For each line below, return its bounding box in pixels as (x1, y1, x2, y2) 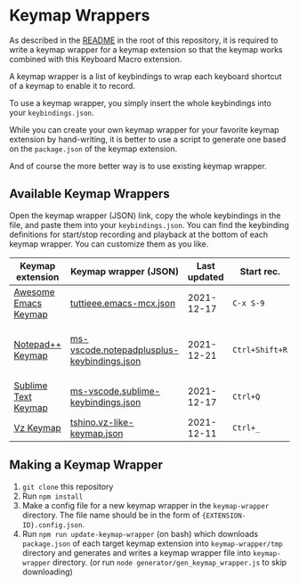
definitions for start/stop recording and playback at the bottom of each (9, 229, 269, 240)
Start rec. (239, 265, 280, 277)
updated (187, 271, 224, 283)
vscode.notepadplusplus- (69, 344, 180, 356)
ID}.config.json (21, 520, 83, 530)
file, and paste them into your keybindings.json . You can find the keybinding (9, 219, 289, 230)
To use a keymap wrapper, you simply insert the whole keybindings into (9, 97, 271, 108)
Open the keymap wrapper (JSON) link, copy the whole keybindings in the (9, 210, 281, 221)
